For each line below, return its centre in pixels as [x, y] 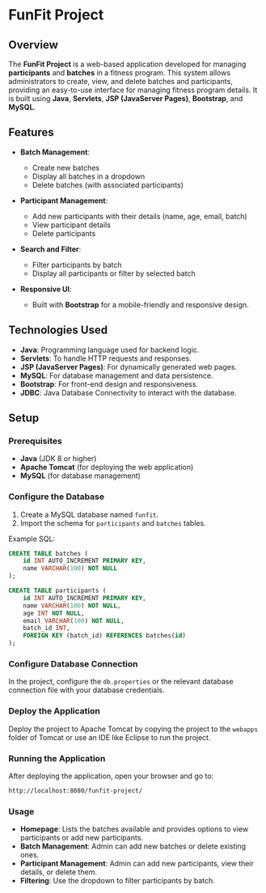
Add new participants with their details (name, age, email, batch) [140, 216]
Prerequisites [35, 441]
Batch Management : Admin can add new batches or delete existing [133, 846]
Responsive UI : [46, 289]
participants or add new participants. [82, 838]
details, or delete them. [58, 872]
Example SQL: [32, 539]
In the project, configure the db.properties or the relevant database [121, 682]
